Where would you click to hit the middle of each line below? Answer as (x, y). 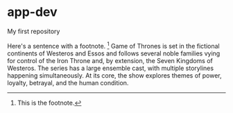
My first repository (34, 31)
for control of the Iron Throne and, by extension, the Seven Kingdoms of (110, 60)
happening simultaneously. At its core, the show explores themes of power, (114, 75)
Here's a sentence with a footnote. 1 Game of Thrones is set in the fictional (113, 45)
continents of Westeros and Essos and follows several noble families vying (114, 53)
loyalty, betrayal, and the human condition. (68, 82)
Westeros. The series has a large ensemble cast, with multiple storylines (110, 68)
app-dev (32, 12)
